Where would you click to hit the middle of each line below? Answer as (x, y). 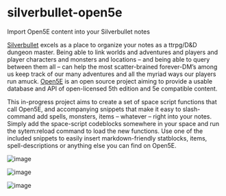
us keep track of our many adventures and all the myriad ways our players (112, 74)
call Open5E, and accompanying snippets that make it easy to (94, 109)
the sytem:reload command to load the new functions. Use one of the (105, 131)
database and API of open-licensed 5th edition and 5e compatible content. (112, 88)
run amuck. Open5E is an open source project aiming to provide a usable (110, 81)
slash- (191, 109)
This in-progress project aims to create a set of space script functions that (112, 101)
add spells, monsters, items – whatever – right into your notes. (124, 116)
